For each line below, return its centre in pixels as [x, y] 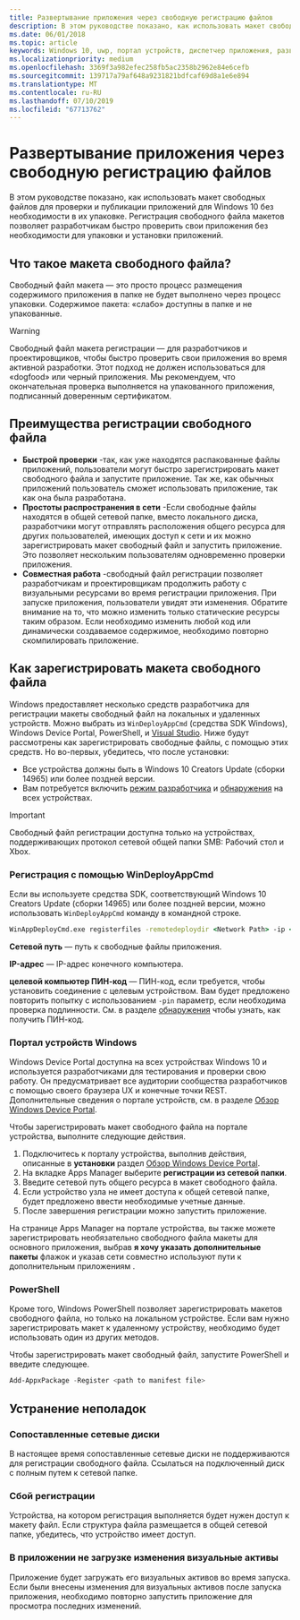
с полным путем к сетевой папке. [74, 1472]
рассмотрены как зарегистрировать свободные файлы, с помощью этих [149, 742]
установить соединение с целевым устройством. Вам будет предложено [150, 990]
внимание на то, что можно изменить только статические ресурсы [150, 612]
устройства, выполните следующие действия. [97, 1136]
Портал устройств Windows [73, 1042]
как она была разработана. [74, 497]
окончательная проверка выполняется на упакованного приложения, [142, 386]
